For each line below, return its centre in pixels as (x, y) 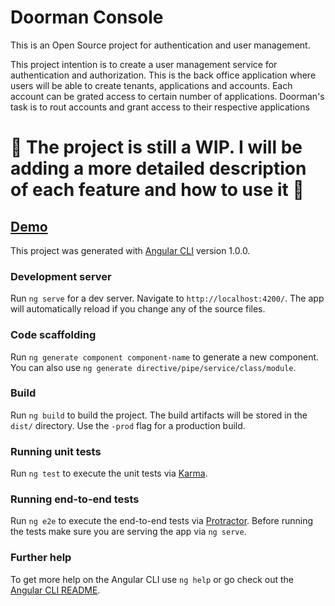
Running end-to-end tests (75, 499)
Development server (61, 276)
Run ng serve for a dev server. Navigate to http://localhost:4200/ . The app (167, 298)
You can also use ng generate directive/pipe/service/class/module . (153, 367)
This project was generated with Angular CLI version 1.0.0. (130, 250)
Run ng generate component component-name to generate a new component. (165, 357)
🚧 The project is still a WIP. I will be (156, 147)
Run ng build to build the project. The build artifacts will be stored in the (159, 415)
